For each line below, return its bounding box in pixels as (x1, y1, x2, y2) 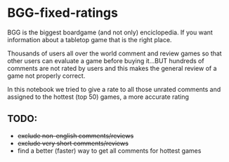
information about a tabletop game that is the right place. (7, 35, 172, 43)
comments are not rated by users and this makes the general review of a (7, 64, 217, 72)
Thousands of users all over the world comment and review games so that (7, 49, 223, 58)
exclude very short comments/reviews (17, 139, 129, 147)
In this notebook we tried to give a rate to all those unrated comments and (7, 85, 221, 93)
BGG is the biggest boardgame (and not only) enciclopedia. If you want (7, 28, 213, 36)
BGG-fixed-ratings (7, 5, 118, 21)
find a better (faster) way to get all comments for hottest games (17, 146, 202, 155)
